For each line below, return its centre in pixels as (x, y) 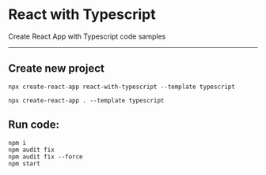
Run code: (34, 125)
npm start (25, 163)
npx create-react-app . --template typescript (86, 100)
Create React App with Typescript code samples (87, 36)
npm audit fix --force (46, 156)
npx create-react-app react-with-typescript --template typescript (122, 87)
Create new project (56, 69)
